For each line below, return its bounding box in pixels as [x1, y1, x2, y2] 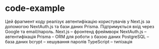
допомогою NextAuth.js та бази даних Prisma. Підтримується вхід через [5, 23, 154, 29]
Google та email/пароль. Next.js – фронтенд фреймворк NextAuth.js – [5, 29, 147, 34]
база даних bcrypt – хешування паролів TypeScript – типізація [5, 39, 132, 44]
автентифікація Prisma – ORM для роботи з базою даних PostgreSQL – [5, 34, 149, 39]
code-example [5, 3, 65, 14]
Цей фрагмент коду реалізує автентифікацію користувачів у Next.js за [5, 19, 150, 24]
